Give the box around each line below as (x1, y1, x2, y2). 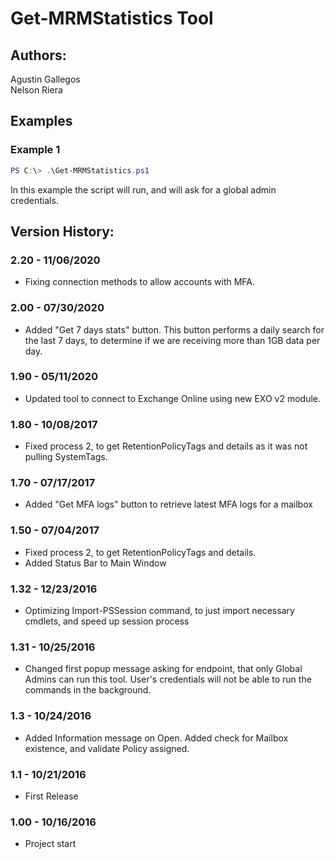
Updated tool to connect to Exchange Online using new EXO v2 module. (24, 392, 322, 404)
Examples (10, 113, 73, 130)
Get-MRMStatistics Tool (10, 7, 214, 30)
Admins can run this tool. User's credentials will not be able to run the (24, 673, 312, 686)
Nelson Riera (10, 84, 63, 96)
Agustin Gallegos (10, 73, 81, 85)
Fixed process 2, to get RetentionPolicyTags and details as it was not (24, 440, 308, 452)
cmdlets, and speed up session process (24, 615, 190, 627)
